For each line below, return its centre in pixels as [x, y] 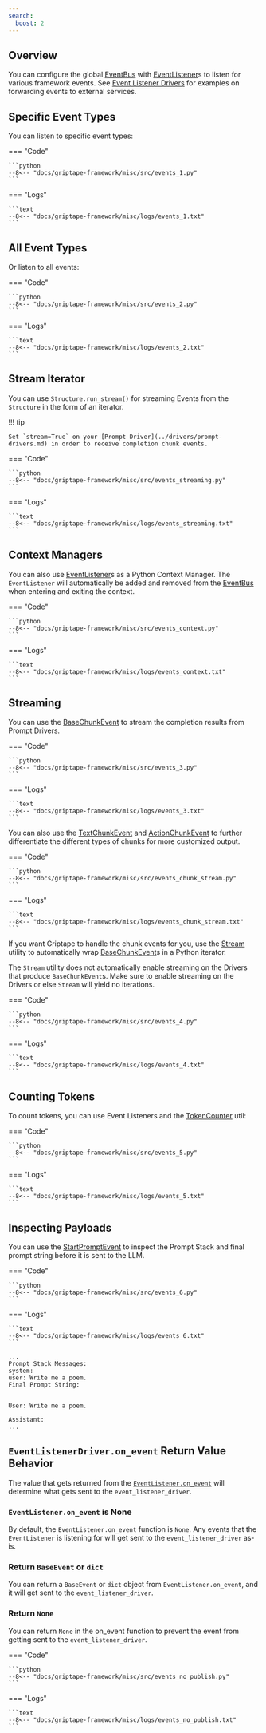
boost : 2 [30, 23]
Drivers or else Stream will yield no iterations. [82, 985]
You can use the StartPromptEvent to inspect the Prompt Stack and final [126, 1247]
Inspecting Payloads [60, 1227]
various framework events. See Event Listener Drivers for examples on [124, 83]
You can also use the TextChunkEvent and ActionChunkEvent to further [125, 833]
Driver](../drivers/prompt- [176, 437]
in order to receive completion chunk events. [129, 444]
